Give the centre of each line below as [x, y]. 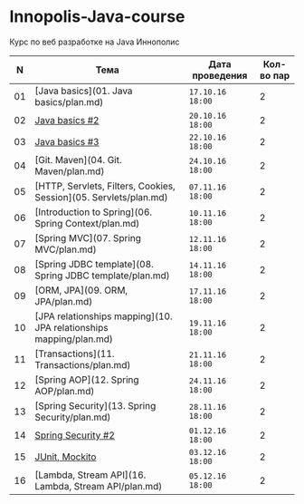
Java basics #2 [67, 120]
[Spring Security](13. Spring [95, 405]
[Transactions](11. [75, 354]
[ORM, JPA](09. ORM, [81, 290]
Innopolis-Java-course [97, 17]
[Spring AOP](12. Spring [87, 380]
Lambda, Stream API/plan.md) [99, 486]
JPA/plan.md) [64, 301]
